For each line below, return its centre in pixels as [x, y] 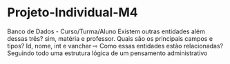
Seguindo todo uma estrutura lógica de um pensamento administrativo [107, 53]
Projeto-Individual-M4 [73, 13]
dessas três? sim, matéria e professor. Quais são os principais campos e [110, 38]
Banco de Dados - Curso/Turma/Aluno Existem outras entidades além [106, 31]
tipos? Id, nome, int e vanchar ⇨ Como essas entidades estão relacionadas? [115, 46]
